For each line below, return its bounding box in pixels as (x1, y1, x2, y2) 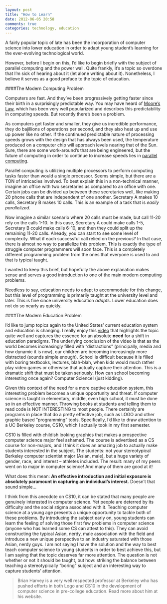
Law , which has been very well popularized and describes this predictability (5, 106, 161, 112)
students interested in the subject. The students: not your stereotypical (5, 448, 151, 454)
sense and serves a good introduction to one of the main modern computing (5, 272, 162, 278)
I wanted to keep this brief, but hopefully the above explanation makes (5, 267, 150, 273)
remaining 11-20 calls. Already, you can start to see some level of (5, 230, 139, 236)
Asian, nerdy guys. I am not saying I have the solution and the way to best (5, 542, 157, 548)
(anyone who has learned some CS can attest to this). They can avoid (5, 526, 148, 532)
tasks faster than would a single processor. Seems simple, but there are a (5, 173, 156, 179)
